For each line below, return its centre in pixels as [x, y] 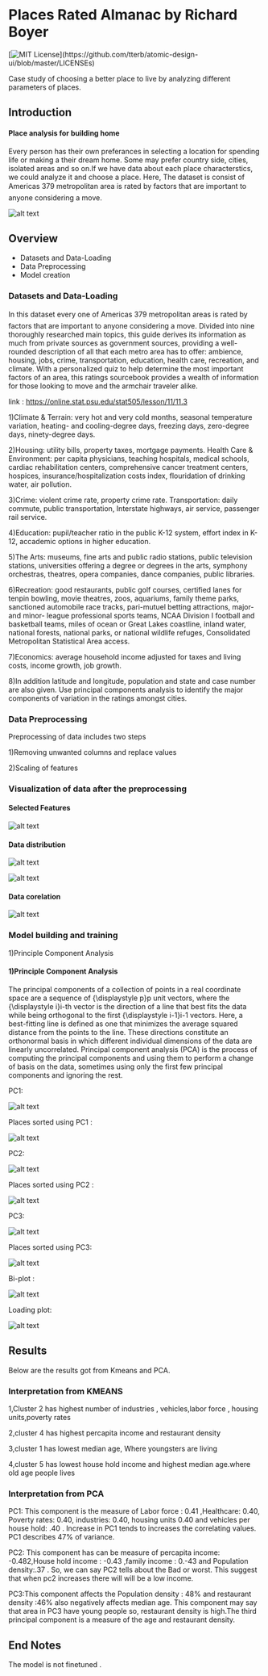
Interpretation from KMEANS [66, 1391]
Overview [33, 239]
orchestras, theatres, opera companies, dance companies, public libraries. [132, 574]
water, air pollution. [40, 484]
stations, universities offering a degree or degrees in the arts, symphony [128, 565]
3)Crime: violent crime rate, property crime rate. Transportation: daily [123, 500]
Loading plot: [30, 1309]
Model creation [45, 275]
